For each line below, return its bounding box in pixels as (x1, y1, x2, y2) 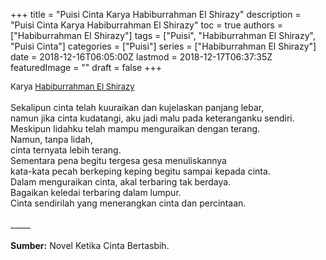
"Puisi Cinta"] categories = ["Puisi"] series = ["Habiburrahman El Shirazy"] (10, 40, 317, 52)
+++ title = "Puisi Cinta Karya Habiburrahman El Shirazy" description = (10, 9, 302, 20)
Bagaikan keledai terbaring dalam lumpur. (10, 187, 182, 198)
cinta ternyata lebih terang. (10, 144, 122, 156)
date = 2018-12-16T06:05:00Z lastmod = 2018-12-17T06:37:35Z (10, 51, 273, 63)
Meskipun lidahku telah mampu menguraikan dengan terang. (10, 123, 261, 134)
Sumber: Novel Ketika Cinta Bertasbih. (10, 240, 170, 251)
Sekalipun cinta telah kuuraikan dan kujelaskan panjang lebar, (10, 102, 265, 113)
